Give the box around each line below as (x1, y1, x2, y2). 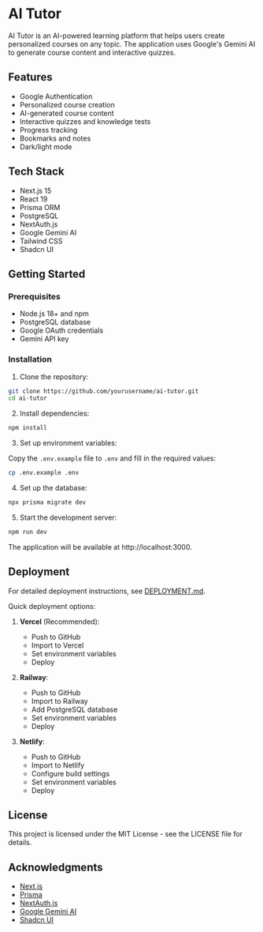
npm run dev (8, 528, 47, 536)
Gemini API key (19, 334, 69, 344)
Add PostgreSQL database (31, 705, 118, 714)
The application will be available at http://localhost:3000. (8, 542, 193, 551)
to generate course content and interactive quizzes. (8, 47, 176, 57)
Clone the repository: (19, 372, 89, 381)
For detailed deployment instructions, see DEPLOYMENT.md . (8, 586, 206, 596)
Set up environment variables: (19, 438, 117, 448)
